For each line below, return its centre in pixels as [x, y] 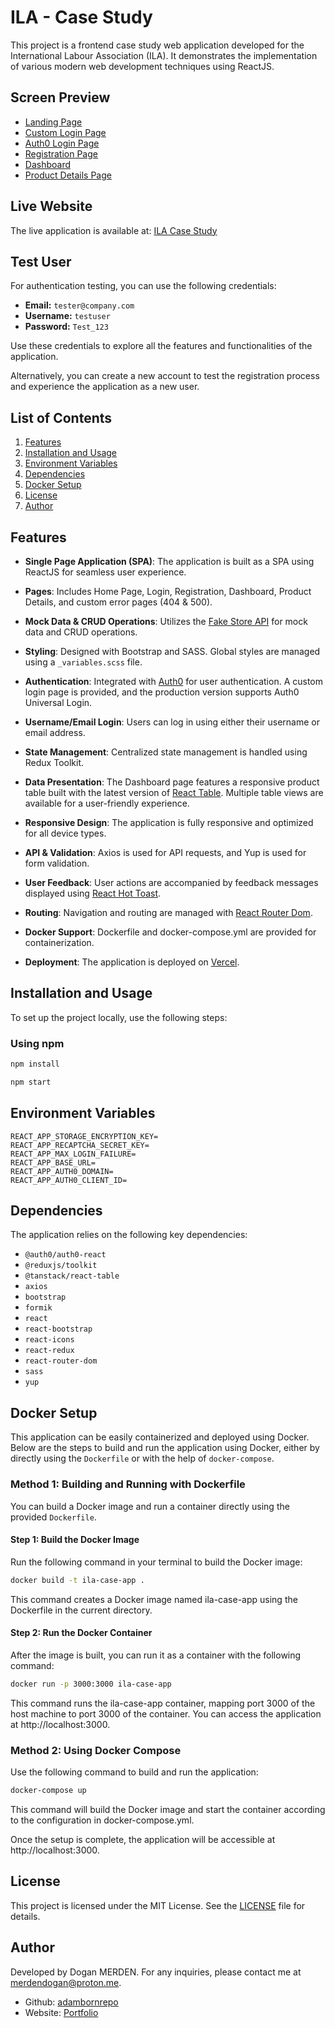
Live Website [51, 206]
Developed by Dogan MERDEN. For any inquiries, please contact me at [156, 1972]
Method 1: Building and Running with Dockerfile [128, 1484]
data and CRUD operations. [81, 632]
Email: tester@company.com [79, 305]
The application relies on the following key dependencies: [129, 1235]
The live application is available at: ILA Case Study [114, 230]
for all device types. [65, 833]
